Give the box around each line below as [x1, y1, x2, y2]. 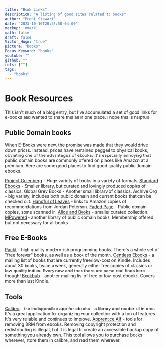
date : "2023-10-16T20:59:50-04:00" [5, 21, 78, 26]
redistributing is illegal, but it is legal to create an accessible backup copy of [5, 327, 159, 333]
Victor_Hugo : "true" [5, 39, 48, 44]
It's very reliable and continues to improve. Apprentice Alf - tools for [5, 316, 143, 322]
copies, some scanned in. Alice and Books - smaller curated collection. [5, 209, 149, 215]
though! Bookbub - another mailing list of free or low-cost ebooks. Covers [5, 273, 155, 279]
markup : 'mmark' [5, 26, 38, 31]
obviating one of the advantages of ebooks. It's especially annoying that [5, 152, 151, 158]
